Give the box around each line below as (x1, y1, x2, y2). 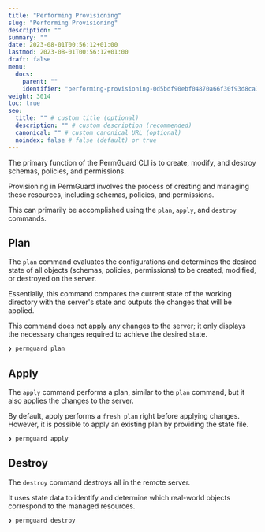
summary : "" (8, 33, 47, 42)
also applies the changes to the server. (8, 396, 134, 405)
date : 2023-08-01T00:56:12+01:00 (8, 41, 118, 49)
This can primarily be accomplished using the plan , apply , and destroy (8, 205, 237, 214)
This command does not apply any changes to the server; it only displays (8, 321, 246, 331)
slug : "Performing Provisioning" (8, 19, 118, 27)
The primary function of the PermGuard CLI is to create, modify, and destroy (8, 158, 256, 167)
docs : (15, 70, 34, 78)
